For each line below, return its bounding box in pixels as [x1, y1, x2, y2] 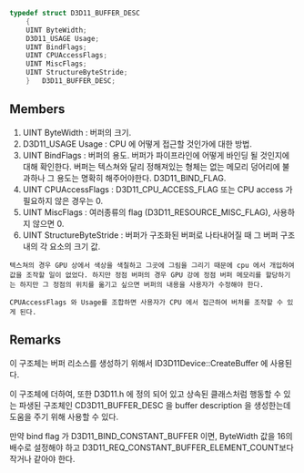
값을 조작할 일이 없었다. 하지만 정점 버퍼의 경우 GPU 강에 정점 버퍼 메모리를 [9, 270, 262, 280]
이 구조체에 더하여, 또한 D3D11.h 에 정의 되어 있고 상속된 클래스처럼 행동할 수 [9, 388, 282, 399]
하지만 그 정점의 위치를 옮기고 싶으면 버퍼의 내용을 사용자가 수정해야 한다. [19, 280, 264, 289]
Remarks [9, 333, 62, 348]
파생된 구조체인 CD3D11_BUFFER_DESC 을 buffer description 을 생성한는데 [18, 399, 291, 410]
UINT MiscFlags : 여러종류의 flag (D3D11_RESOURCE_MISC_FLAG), [22, 206, 271, 218]
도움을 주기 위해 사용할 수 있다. [9, 411, 119, 422]
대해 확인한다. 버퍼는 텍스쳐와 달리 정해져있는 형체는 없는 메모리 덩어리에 [22, 160, 280, 172]
